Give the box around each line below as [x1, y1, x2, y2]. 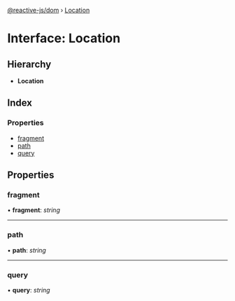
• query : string [7, 286, 50, 294]
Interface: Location [7, 31, 121, 46]
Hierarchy [7, 58, 52, 70]
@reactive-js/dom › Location [7, 6, 90, 14]
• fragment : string [7, 206, 61, 214]
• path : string [7, 246, 47, 254]
